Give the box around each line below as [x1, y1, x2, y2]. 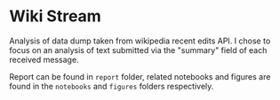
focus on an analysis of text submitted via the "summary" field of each [9, 44, 268, 55]
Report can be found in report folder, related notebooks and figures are [9, 71, 271, 81]
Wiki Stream [9, 6, 102, 27]
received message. [9, 54, 79, 65]
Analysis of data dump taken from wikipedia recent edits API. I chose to [9, 35, 271, 46]
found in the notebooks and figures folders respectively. [9, 81, 214, 91]
